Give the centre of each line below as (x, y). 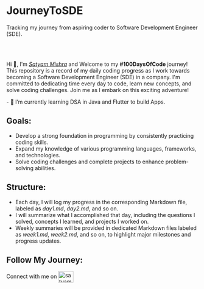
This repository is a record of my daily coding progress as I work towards (98, 70)
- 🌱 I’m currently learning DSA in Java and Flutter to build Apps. (86, 102)
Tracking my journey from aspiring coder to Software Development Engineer (102, 27)
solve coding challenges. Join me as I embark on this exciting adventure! (98, 90)
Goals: (19, 121)
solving (24, 168)
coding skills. (32, 142)
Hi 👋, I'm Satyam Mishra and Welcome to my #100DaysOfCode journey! (97, 64)
